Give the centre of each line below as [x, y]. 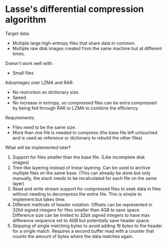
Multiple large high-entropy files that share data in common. [74, 43]
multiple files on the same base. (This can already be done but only [82, 173]
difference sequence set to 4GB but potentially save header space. [81, 220]
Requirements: [20, 117]
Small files [23, 73]
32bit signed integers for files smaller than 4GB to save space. [77, 210]
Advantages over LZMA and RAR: [39, 82]
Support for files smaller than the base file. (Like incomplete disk [79, 157]
